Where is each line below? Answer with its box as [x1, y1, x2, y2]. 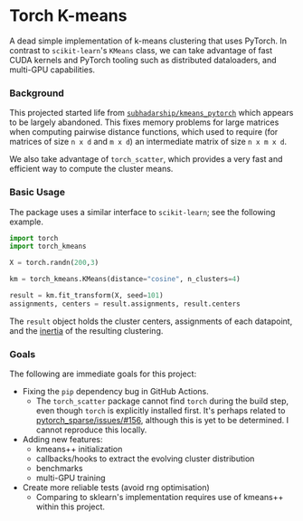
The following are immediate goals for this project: [9, 368, 197, 380]
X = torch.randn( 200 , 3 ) [9, 259, 99, 268]
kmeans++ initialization [35, 444, 123, 455]
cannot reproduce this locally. [35, 424, 147, 435]
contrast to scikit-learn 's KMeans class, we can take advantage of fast [9, 44, 273, 55]
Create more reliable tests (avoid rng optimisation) [22, 482, 210, 493]
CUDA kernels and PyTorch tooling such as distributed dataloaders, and [9, 54, 277, 65]
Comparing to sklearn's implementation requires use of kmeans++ [35, 492, 284, 503]
